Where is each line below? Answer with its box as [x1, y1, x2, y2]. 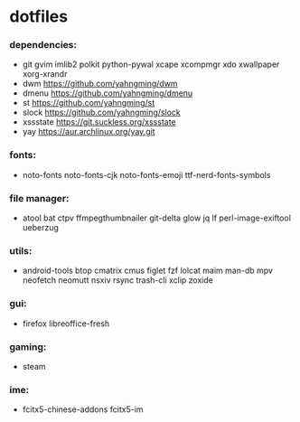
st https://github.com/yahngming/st [22, 98, 155, 108]
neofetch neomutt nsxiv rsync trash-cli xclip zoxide [22, 275, 214, 286]
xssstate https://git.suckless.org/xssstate [22, 117, 176, 127]
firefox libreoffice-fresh [22, 318, 110, 329]
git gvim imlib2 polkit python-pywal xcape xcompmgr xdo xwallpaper [22, 59, 280, 70]
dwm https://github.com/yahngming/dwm [22, 79, 178, 89]
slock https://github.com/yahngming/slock [22, 107, 181, 118]
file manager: [9, 192, 70, 204]
